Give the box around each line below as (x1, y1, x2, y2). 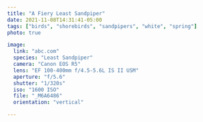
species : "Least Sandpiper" (13, 54, 94, 62)
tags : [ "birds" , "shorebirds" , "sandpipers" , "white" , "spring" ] (7, 23, 198, 29)
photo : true (7, 29, 41, 36)
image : (7, 42, 26, 49)
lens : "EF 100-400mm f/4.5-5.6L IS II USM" (13, 66, 139, 74)
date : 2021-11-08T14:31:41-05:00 (7, 16, 103, 23)
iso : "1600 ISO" (13, 86, 59, 93)
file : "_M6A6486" (13, 93, 63, 99)
